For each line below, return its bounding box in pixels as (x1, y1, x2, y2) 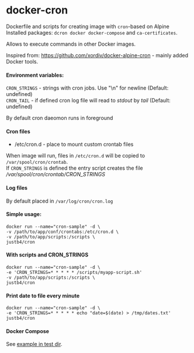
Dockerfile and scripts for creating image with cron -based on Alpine (6, 23, 169, 30)
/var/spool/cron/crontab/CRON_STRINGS (6, 171, 106, 178)
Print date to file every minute (6, 292, 80, 299)
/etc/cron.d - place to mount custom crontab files (14, 141, 134, 148)
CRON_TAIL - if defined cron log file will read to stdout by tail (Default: (6, 97, 171, 104)
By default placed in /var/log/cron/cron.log (6, 197, 113, 204)
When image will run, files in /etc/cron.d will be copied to (6, 152, 145, 159)
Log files (6, 184, 28, 191)
